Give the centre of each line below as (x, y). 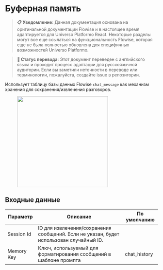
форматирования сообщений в (75, 254)
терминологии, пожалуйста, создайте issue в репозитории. (78, 75)
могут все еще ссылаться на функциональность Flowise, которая (85, 39)
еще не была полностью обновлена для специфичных (73, 45)
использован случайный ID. (71, 240)
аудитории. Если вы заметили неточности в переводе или (77, 70)
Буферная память (43, 9)
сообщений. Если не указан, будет (79, 234)
